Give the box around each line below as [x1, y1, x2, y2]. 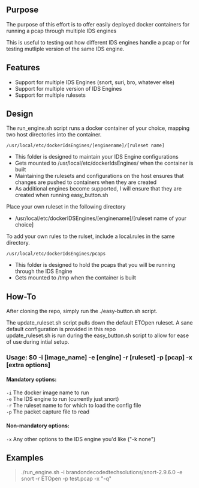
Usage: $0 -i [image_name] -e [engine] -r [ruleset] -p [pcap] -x [6, 353, 193, 362]
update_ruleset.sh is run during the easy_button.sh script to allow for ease [6, 332, 189, 339]
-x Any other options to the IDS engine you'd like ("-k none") [6, 435, 156, 442]
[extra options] [6, 361, 51, 369]
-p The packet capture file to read [6, 408, 90, 415]
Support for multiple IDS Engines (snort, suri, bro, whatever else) [14, 78, 175, 86]
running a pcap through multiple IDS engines [6, 27, 117, 34]
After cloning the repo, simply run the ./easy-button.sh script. [6, 308, 158, 315]
